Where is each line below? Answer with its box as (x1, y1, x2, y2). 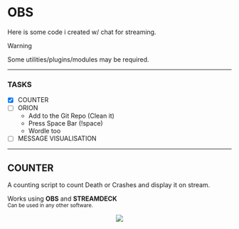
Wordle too (28, 127, 61, 135)
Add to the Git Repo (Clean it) (28, 111, 115, 121)
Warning (7, 41, 32, 50)
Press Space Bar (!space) (28, 119, 103, 128)
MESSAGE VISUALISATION (17, 134, 97, 143)
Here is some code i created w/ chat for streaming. (7, 28, 156, 36)
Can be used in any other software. (7, 202, 94, 209)
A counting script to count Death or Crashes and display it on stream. (7, 181, 211, 189)
